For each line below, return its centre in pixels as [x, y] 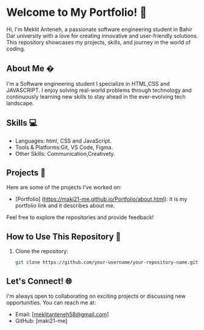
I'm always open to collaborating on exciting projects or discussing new [96, 296]
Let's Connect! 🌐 [39, 282]
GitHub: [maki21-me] [41, 321]
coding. [16, 49]
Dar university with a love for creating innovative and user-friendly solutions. [102, 35]
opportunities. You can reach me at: [51, 302]
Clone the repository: [42, 251]
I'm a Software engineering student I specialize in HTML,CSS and [88, 83]
